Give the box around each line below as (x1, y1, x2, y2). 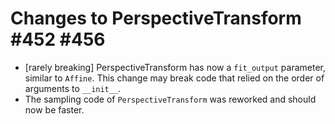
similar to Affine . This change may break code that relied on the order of (24, 72, 325, 84)
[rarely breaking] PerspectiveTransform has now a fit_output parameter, (24, 61, 326, 73)
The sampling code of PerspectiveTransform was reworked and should (24, 93, 317, 105)
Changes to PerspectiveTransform (10, 7, 302, 30)
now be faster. (24, 103, 85, 116)
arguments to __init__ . (24, 82, 122, 94)
